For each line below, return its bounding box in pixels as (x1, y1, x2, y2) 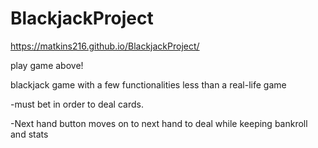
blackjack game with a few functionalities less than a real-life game (10, 78, 287, 91)
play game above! (10, 59, 84, 71)
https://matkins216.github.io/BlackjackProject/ (10, 40, 200, 52)
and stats (10, 128, 49, 140)
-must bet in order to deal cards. (10, 98, 144, 110)
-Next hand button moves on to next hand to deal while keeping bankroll (10, 117, 308, 129)
